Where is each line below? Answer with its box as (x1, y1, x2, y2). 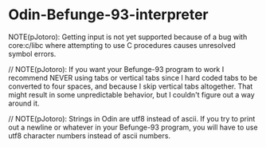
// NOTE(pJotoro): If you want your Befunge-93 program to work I (8, 64, 225, 73)
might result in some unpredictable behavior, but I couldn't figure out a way (8, 89, 255, 99)
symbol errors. (8, 49, 57, 58)
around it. (8, 98, 40, 108)
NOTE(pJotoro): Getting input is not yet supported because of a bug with (8, 32, 248, 42)
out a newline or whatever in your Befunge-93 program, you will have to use (8, 122, 258, 132)
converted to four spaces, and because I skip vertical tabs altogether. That (8, 81, 253, 91)
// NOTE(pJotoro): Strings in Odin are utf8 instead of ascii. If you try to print (8, 113, 256, 123)
